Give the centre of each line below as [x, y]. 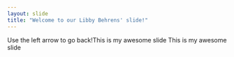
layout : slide [28, 14]
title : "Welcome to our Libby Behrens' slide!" [78, 20]
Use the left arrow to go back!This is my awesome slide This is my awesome [117, 40]
